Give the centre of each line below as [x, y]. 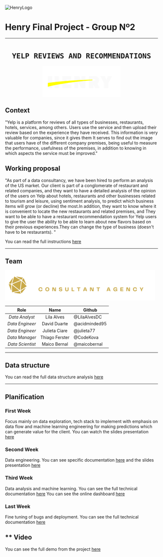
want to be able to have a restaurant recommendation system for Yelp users [81, 216]
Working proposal [33, 169]
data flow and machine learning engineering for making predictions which [79, 427]
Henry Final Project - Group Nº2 [70, 27]
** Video [19, 537]
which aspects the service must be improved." [51, 153]
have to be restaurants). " [31, 232]
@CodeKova [86, 337]
